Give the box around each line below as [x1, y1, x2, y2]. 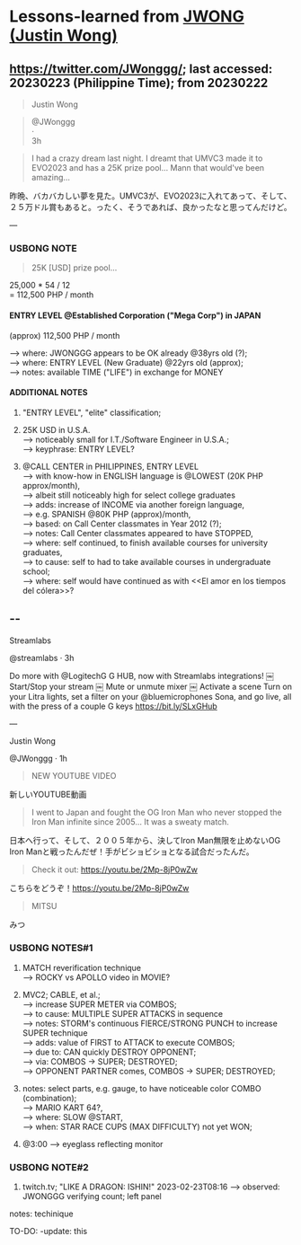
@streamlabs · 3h [9, 652, 75, 663]
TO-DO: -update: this [9, 1226, 88, 1237]
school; [22, 566, 50, 577]
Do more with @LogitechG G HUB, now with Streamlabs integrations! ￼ [9, 670, 274, 681]
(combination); [22, 1092, 77, 1103]
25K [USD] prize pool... [31, 262, 118, 273]
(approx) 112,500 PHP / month [9, 330, 120, 340]
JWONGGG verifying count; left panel [22, 1191, 162, 1202]
